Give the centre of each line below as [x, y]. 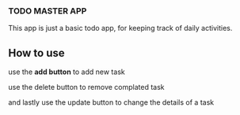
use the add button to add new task [67, 72]
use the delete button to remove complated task [86, 87]
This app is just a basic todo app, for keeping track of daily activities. [120, 28]
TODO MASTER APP [48, 11]
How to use [36, 53]
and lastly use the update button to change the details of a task [111, 102]
